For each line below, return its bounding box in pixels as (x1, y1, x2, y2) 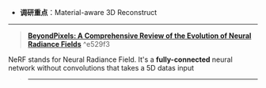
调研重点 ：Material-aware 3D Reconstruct (19, 8, 158, 17)
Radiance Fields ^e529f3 (27, 40, 111, 48)
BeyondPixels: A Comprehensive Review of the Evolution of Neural (27, 31, 252, 40)
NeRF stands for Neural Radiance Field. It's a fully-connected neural (8, 55, 234, 64)
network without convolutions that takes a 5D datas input (8, 63, 195, 72)
